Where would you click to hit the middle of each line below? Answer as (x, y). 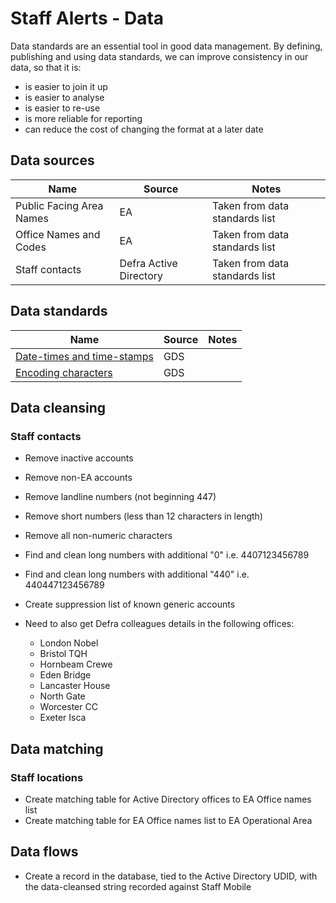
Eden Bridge (65, 675)
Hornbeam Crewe (76, 664)
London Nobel (69, 643)
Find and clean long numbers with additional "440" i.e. (137, 574)
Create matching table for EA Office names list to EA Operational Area (168, 820)
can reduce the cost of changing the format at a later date (144, 129)
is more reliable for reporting (83, 118)
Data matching (57, 748)
